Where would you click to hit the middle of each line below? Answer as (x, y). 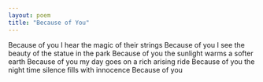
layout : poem (30, 15)
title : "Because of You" (49, 23)
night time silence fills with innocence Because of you (96, 70)
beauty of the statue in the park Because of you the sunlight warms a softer (131, 53)
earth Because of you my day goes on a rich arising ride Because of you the (131, 61)
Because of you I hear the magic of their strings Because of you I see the (127, 45)
